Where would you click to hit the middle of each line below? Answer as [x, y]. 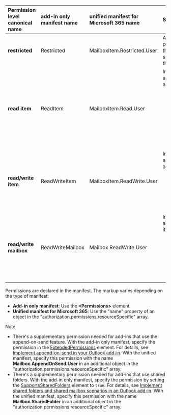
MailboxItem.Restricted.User [123, 50]
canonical [20, 23]
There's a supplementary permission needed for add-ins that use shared [89, 374]
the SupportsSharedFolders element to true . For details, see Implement [87, 385]
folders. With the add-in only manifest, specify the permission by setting [88, 380]
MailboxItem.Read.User [117, 108]
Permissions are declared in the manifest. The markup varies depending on [84, 291]
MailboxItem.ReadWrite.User [123, 181]
